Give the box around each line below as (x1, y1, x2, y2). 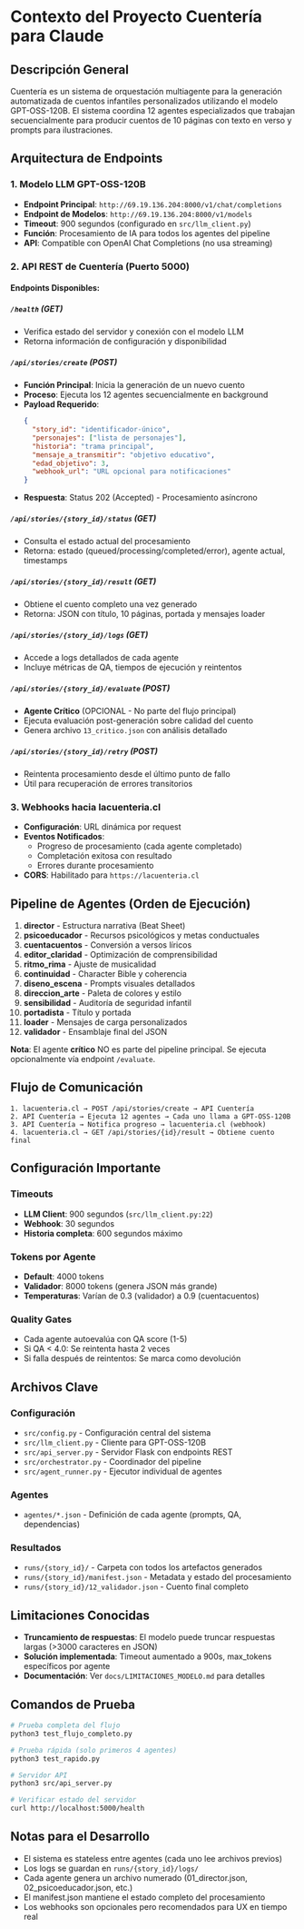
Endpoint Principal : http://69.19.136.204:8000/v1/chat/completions (23, 198, 282, 210)
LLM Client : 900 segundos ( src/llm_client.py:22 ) (23, 1208, 213, 1219)
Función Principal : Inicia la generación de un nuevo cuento (23, 380, 246, 391)
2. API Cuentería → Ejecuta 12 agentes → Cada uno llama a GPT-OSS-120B (10, 1111, 291, 1121)
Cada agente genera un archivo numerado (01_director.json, (23, 1872, 248, 1883)
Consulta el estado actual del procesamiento (23, 536, 191, 547)
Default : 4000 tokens (23, 1270, 104, 1282)
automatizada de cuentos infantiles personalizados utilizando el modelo (10, 95, 279, 106)
